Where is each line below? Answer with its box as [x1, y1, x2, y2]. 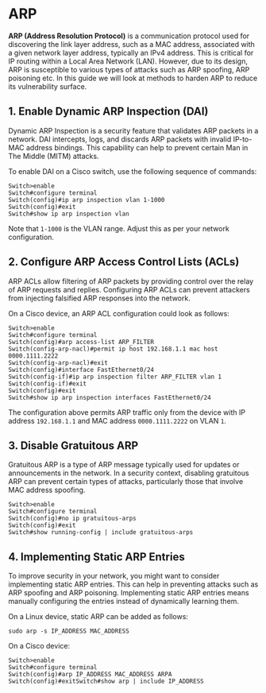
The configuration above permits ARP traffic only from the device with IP [8, 407, 246, 417]
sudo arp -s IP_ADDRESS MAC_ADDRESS [8, 627, 129, 636]
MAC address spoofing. [8, 486, 86, 495]
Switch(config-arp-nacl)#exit [8, 358, 109, 366]
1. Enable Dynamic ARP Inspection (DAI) [8, 105, 209, 118]
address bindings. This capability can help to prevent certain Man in [25, 142, 249, 152]
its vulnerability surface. [8, 81, 87, 91]
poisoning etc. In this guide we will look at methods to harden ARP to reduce [8, 73, 258, 83]
